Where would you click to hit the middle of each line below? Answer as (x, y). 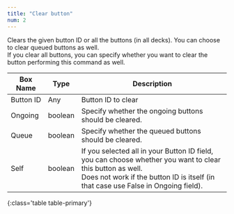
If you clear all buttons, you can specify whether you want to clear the (108, 55)
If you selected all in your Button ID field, (147, 151)
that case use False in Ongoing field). (142, 186)
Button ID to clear (110, 99)
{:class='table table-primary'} (50, 203)
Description (152, 83)
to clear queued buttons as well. (53, 47)
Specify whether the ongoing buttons (142, 110)
